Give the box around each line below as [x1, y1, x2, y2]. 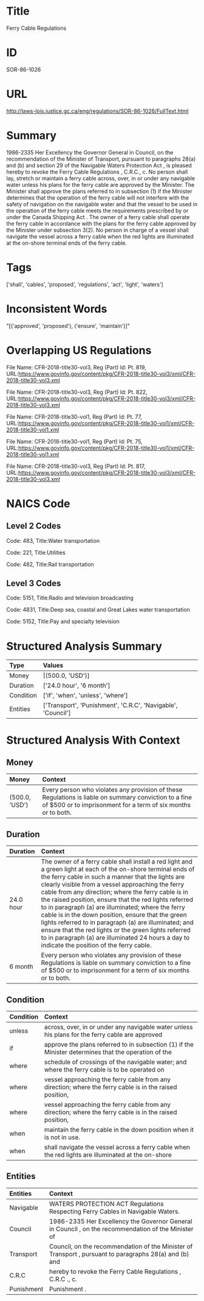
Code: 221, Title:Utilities [6, 549, 66, 556]
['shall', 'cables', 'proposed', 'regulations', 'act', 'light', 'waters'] [6, 281, 164, 288]
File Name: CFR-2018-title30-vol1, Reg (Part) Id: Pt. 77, [6, 413, 143, 420]
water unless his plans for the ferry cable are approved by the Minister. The [6, 181, 195, 188]
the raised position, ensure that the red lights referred [41, 896, 193, 904]
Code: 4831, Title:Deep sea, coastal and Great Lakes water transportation [6, 606, 190, 613]
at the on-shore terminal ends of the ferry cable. [6, 239, 127, 246]
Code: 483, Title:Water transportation [6, 537, 100, 544]
